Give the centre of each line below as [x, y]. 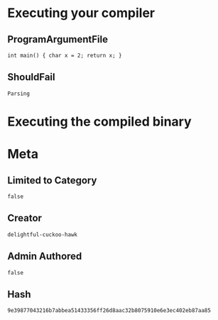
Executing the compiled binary [99, 121]
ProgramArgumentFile [58, 39]
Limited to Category [52, 180]
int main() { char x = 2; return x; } [65, 55]
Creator [25, 218]
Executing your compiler [81, 13]
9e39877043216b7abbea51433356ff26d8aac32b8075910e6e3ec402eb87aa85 [109, 311]
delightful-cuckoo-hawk [43, 235]
